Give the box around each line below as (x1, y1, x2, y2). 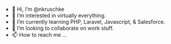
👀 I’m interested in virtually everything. (11, 12, 106, 19)
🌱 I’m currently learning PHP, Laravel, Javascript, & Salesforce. (11, 18, 166, 25)
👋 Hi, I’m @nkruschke (11, 6, 65, 12)
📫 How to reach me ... (11, 32, 67, 38)
